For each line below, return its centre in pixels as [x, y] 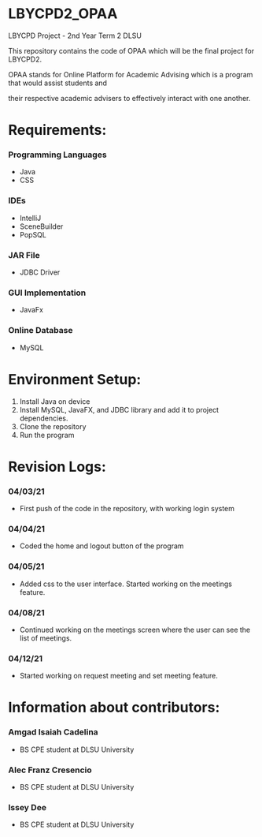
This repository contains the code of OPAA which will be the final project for [131, 50]
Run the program [47, 435]
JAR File [24, 255]
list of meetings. [46, 638]
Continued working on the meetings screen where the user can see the [135, 630]
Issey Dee [28, 807]
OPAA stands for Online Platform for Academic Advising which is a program [131, 74]
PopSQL [33, 234]
